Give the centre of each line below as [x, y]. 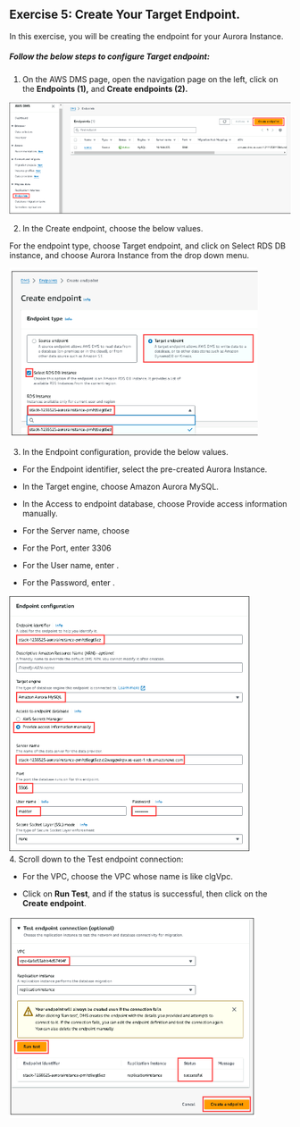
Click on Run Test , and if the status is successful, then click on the [145, 894]
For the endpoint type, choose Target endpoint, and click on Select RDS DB [147, 246]
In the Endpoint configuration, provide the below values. [125, 452]
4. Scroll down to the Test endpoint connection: [96, 859]
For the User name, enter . [71, 566]
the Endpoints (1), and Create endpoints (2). [105, 88]
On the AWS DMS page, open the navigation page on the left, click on [150, 79]
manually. [40, 514]
